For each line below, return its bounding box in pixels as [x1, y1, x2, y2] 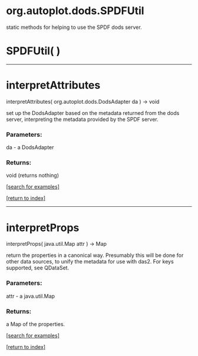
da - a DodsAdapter [6, 144, 54, 151]
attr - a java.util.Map [6, 292, 55, 299]
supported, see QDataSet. [6, 264, 70, 272]
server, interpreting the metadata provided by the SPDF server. [6, 116, 159, 123]
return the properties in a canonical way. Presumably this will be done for [6, 252, 184, 259]
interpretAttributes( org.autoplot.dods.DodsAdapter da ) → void [6, 98, 160, 105]
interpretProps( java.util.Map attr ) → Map [6, 240, 107, 248]
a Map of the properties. [6, 320, 65, 328]
